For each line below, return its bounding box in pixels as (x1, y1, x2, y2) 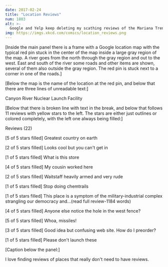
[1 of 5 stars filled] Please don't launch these (5, 237, 97, 243)
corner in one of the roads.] (5, 71, 62, 76)
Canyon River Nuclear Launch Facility (5, 95, 82, 101)
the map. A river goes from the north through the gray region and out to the (5, 55, 160, 60)
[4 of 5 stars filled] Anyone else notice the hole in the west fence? (5, 208, 141, 214)
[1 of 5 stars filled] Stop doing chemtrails (5, 183, 89, 189)
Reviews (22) (5, 125, 32, 131)
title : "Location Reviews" (5, 12, 61, 17)
